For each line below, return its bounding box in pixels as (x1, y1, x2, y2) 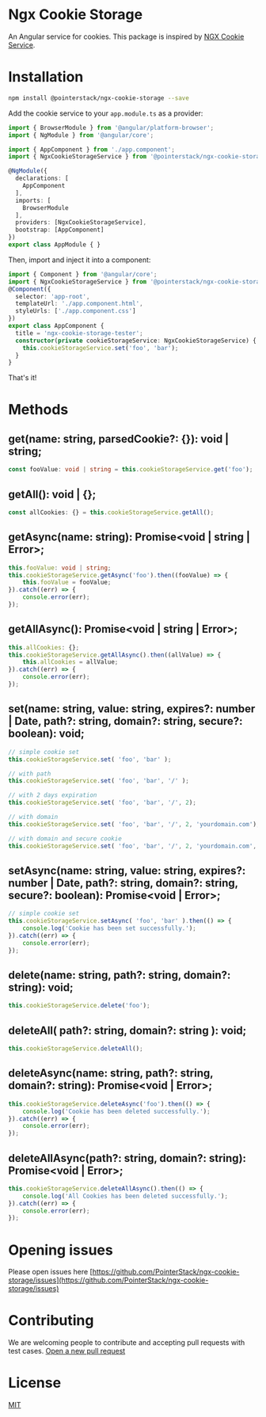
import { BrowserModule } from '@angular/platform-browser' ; (8, 124, 215, 131)
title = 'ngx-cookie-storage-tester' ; (15, 329, 144, 337)
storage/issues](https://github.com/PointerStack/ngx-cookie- (8, 1275, 209, 1285)
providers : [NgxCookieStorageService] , (15, 219, 147, 227)
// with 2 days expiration (8, 791, 97, 799)
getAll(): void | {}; (8, 487, 97, 501)
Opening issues (8, 1241, 113, 1259)
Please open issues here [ (8, 1267, 93, 1277)
